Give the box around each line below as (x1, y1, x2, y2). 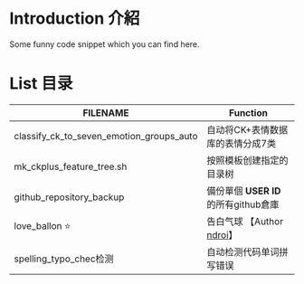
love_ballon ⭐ (14, 220, 71, 232)
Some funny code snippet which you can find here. (9, 38, 201, 50)
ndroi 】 (206, 228, 238, 241)
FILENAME (82, 106, 129, 118)
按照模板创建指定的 (206, 154, 289, 166)
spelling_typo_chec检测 (14, 252, 115, 265)
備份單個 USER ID (206, 185, 281, 197)
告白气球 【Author (206, 214, 283, 227)
